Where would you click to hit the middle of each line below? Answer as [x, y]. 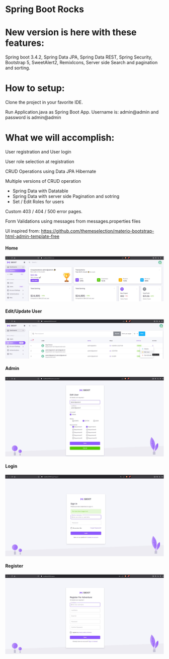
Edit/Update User [24, 311]
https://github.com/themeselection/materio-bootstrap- [98, 231]
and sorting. [18, 68]
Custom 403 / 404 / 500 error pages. [44, 211]
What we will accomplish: [60, 138]
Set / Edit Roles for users [38, 201]
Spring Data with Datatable [40, 191]
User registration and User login [38, 152]
